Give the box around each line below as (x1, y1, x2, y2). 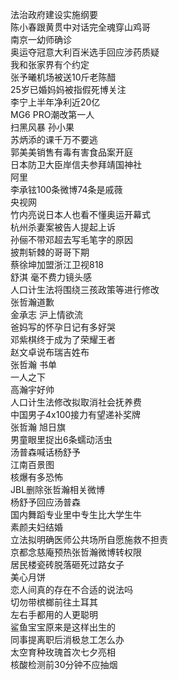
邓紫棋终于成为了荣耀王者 (10, 334, 116, 345)
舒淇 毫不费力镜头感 (10, 271, 92, 283)
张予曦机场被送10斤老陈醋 (10, 71, 117, 83)
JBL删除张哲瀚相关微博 (10, 484, 106, 495)
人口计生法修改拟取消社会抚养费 (10, 396, 142, 408)
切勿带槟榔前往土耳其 (10, 596, 98, 608)
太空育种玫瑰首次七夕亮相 (10, 646, 116, 658)
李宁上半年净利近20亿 (10, 96, 101, 108)
